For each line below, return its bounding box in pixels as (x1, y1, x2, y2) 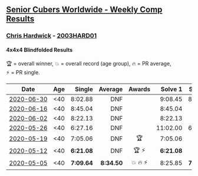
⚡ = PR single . (6, 69, 40, 76)
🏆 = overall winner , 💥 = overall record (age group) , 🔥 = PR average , (6, 60, 172, 67)
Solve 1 (160, 85, 183, 93)
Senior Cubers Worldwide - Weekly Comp (6, 5, 163, 15)
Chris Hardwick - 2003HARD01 (6, 32, 97, 40)
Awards (128, 85, 151, 93)
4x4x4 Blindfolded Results (6, 46, 73, 53)
